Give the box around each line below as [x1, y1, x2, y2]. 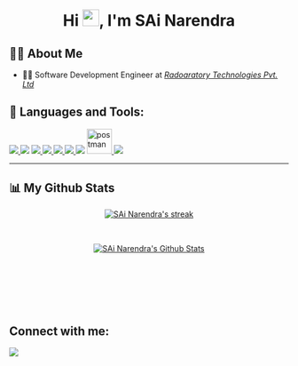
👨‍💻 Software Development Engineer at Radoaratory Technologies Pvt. [21, 69, 278, 80]
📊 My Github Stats [9, 180, 115, 195]
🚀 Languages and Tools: [9, 105, 145, 120]
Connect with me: [9, 324, 110, 339]
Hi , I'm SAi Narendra [62, 11, 236, 31]
